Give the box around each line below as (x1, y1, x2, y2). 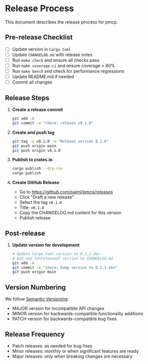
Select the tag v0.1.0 (19, 200, 62, 205)
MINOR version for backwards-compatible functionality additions (12, 311, 143, 317)
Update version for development (12, 242, 80, 248)
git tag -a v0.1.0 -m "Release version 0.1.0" (12, 139, 109, 144)
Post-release (5, 229, 45, 237)
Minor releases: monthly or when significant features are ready (12, 348, 139, 354)
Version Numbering (5, 283, 66, 291)
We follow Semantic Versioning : (5, 296, 69, 302)
